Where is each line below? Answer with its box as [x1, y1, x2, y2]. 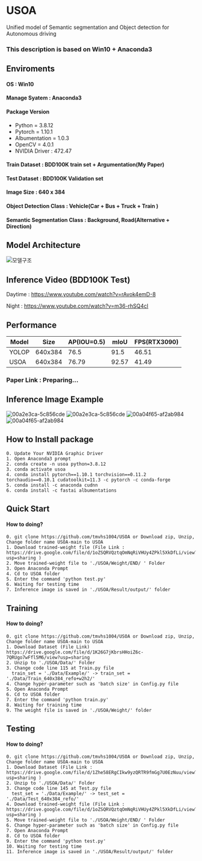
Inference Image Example [6, 395, 104, 405]
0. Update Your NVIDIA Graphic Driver [6, 450, 103, 456]
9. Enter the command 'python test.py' [6, 838, 106, 845]
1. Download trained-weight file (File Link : [6, 544, 125, 551]
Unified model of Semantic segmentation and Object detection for [6, 24, 170, 31]
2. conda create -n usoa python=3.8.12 [6, 461, 106, 467]
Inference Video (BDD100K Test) [6, 275, 130, 285]
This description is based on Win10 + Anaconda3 [6, 45, 153, 53]
